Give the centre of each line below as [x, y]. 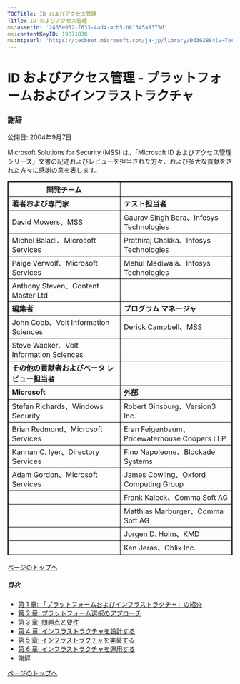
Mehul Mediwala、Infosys [167, 263]
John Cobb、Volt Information [61, 322]
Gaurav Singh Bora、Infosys [171, 217]
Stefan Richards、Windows [57, 406]
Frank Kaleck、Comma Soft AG [176, 497]
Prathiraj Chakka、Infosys [167, 240]
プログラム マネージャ [160, 308]
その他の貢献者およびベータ [59, 368]
